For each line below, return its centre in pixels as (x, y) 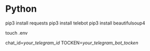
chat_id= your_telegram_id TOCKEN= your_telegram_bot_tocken (72, 43)
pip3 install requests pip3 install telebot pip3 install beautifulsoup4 (75, 23)
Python (21, 9)
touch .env (17, 33)
